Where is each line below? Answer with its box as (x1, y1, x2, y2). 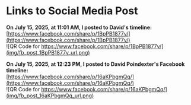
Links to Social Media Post (6, 4, 138, 18)
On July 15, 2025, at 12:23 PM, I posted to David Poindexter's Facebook (6, 61, 185, 68)
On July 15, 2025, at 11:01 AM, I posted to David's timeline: (6, 24, 152, 31)
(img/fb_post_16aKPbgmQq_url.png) (6, 92, 94, 99)
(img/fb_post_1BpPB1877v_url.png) (6, 49, 90, 56)
